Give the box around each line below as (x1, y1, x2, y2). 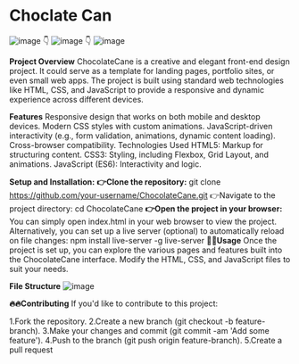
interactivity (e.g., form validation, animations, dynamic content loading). (9, 130, 277, 141)
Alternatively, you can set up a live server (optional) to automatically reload (9, 225, 285, 236)
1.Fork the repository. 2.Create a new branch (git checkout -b (9, 316, 234, 327)
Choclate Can (9, 5, 112, 26)
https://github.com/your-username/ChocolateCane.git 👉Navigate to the (9, 189, 276, 201)
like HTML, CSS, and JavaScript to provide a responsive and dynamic (9, 84, 265, 95)
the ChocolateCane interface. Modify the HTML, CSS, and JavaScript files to (9, 253, 291, 264)
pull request (9, 344, 54, 355)
